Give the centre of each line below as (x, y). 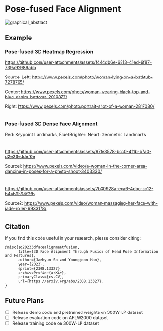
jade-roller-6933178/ (26, 208)
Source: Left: (18, 77)
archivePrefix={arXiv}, (42, 273)
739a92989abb (21, 67)
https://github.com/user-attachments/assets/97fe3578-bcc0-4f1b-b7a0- (78, 152)
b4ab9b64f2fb (20, 194)
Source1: (14, 166)
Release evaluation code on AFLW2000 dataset (60, 318)
